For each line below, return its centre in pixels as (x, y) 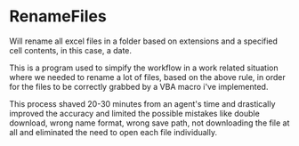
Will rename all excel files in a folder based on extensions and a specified (144, 41)
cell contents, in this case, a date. (70, 50)
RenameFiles (58, 16)
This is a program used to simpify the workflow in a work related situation (144, 68)
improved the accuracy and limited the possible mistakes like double (134, 113)
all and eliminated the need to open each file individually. (113, 132)
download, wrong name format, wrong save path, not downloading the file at (149, 123)
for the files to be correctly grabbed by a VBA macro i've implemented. (139, 86)
